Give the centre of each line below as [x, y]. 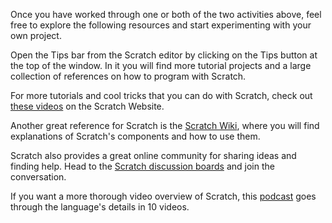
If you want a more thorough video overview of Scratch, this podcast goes [163, 196]
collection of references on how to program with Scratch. [128, 76]
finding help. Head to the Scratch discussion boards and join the [142, 166]
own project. [36, 35]
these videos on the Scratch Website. [87, 106]
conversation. [38, 177]
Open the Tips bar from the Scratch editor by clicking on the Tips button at [164, 55]
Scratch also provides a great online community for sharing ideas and [153, 155]
